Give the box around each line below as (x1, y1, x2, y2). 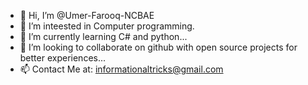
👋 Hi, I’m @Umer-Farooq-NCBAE (19, 10, 155, 21)
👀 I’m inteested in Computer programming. (19, 20, 195, 32)
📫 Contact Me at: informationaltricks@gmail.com (19, 63, 224, 75)
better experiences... (19, 52, 107, 64)
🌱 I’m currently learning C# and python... (19, 31, 188, 42)
